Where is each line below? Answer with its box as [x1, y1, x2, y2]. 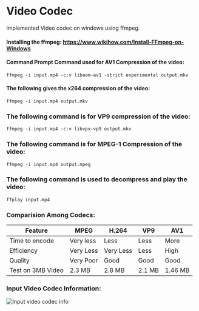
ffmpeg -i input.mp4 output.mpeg [6, 161, 91, 167]
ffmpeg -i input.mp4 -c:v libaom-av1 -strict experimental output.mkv [6, 72, 189, 78]
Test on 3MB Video [9, 266, 64, 275]
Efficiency [9, 247, 38, 255]
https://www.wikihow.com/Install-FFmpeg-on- [62, 38, 184, 45]
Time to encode [9, 236, 55, 245]
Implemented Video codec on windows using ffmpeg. [6, 24, 140, 32]
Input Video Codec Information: [6, 284, 101, 293]
